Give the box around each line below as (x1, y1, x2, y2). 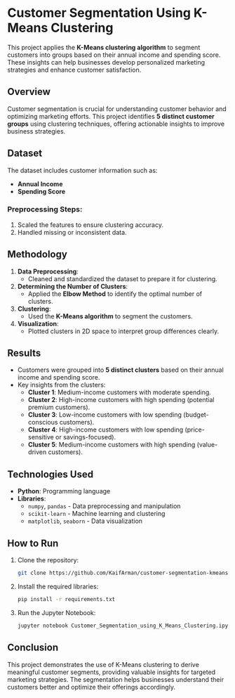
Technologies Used (7, 468, 93, 480)
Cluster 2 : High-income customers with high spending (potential (27, 396, 215, 404)
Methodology (7, 248, 68, 261)
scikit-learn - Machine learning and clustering (27, 510, 166, 518)
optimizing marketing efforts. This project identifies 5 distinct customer (7, 112, 215, 120)
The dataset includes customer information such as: (7, 166, 158, 174)
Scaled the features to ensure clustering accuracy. (17, 220, 163, 229)
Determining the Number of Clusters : (17, 282, 128, 290)
